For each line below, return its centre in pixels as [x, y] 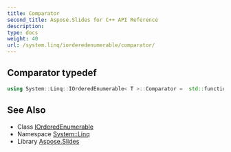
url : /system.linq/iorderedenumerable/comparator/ [81, 45]
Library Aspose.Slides [48, 141]
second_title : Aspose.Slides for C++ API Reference [82, 20]
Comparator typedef [52, 73]
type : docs [23, 33]
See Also [26, 110]
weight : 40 [23, 39]
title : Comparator [33, 13]
